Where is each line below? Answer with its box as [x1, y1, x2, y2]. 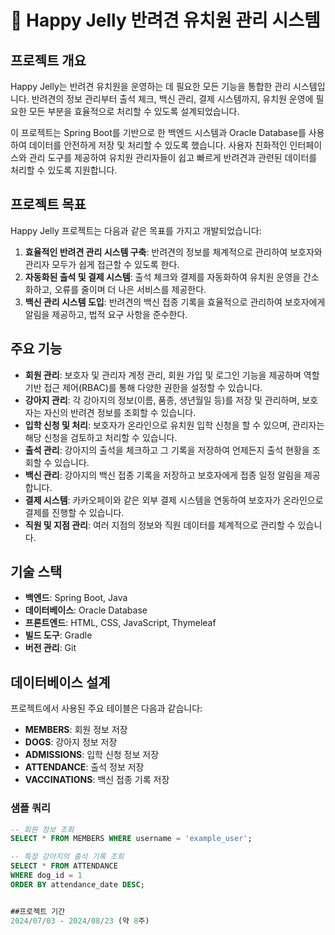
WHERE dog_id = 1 [10, 871, 83, 881]
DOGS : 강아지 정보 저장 [24, 736, 118, 748]
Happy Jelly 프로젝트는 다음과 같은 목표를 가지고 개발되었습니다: [10, 224, 262, 236]
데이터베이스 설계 [10, 674, 111, 691]
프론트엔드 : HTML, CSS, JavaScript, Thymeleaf [24, 617, 217, 629]
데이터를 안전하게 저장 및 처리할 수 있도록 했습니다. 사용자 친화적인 [28, 139, 288, 151]
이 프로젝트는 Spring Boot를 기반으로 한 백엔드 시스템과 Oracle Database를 [10, 127, 307, 138]
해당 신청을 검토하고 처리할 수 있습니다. [24, 431, 178, 443]
